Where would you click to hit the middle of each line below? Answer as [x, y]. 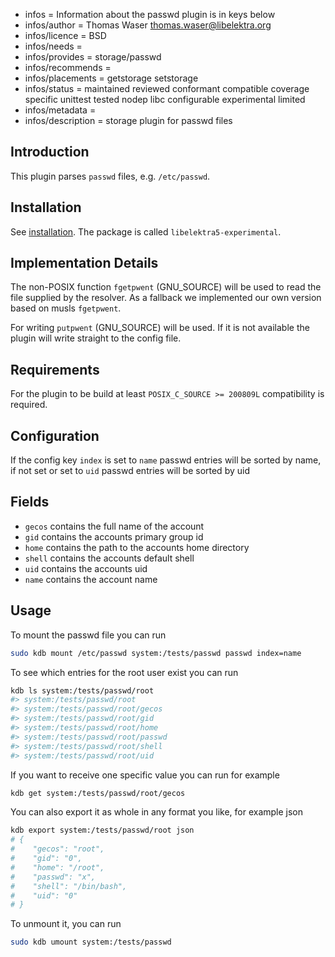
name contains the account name [91, 579]
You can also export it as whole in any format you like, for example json [157, 812]
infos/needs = [53, 46]
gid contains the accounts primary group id [114, 536]
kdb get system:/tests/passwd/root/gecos [98, 793]
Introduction [50, 152]
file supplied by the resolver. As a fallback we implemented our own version [166, 298]
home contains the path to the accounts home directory [137, 547]
